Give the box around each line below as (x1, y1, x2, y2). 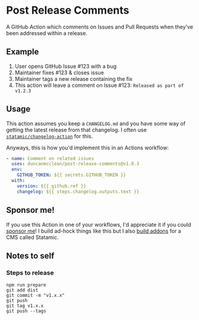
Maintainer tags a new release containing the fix (14, 75, 132, 82)
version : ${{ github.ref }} (17, 183, 86, 189)
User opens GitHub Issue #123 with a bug (14, 62, 117, 70)
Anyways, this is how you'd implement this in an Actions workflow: (6, 144, 169, 151)
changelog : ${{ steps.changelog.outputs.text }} (17, 189, 140, 194)
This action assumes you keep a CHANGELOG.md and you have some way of (6, 120, 186, 127)
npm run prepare (6, 282, 46, 288)
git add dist (6, 287, 39, 293)
